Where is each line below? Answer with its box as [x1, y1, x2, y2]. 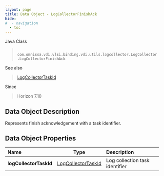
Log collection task [106, 157, 150, 163]
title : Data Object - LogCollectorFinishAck [5, 12, 97, 17]
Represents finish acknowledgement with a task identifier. [5, 120, 122, 126]
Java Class [5, 38, 27, 44]
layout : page [5, 7, 32, 12]
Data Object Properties [5, 134, 76, 142]
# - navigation [5, 20, 38, 26]
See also [5, 65, 23, 71]
